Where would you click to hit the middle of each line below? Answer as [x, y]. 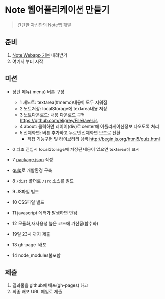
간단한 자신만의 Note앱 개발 [44, 25]
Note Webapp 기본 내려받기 [40, 55]
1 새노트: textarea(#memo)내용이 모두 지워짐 [64, 102]
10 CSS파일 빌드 [28, 202]
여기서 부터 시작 [28, 61]
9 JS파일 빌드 [26, 191]
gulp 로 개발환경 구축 [32, 170]
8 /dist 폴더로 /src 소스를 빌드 [43, 181]
